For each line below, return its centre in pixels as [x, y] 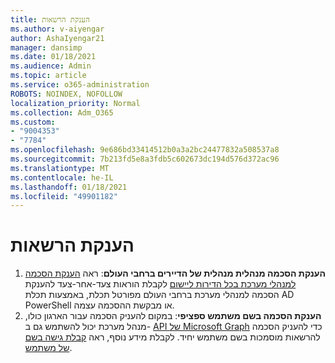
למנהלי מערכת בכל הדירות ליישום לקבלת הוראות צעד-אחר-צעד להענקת [160, 284]
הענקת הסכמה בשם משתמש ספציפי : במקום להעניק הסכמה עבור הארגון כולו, [173, 316]
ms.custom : [33, 122]
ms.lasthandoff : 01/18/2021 [69, 187]
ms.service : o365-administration [80, 85]
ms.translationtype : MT [60, 168]
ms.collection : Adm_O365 [62, 112]
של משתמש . [48, 348]
